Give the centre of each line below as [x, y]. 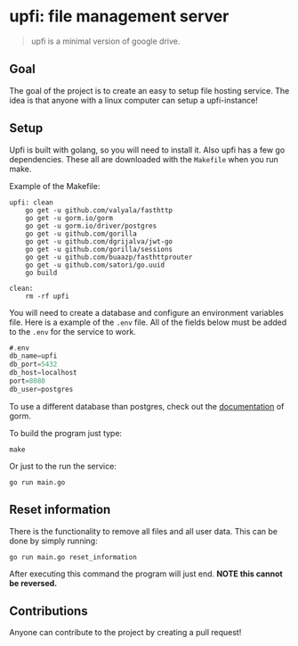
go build [41, 273]
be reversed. [33, 583]
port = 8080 [28, 381]
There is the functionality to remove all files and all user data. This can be [144, 531]
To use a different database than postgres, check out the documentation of [147, 406]
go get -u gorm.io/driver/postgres [91, 226]
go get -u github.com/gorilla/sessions [99, 249]
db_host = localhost [43, 373]
